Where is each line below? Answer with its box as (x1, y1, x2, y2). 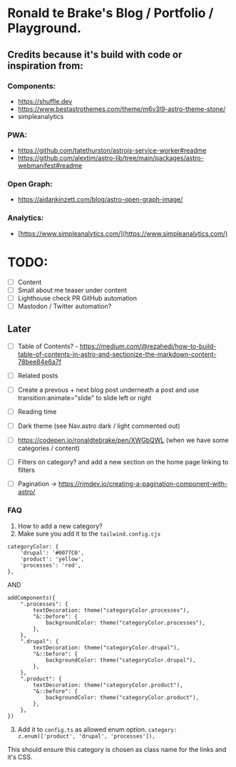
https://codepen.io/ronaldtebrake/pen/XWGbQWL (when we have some (17, 436, 230, 444)
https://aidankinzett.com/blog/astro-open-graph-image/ (17, 195, 183, 204)
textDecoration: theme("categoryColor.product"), (33, 682, 183, 689)
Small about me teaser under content (17, 286, 127, 294)
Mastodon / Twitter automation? (17, 301, 112, 311)
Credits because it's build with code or (7, 48, 183, 61)
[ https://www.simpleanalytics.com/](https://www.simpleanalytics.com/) (17, 229, 228, 238)
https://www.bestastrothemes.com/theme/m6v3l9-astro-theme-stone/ (17, 105, 226, 113)
